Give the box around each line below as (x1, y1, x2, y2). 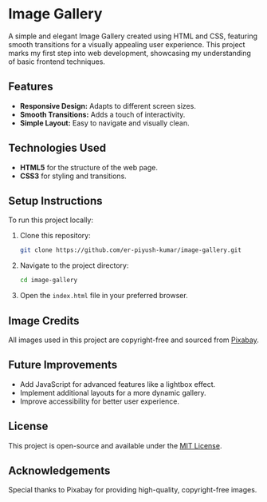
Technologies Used (8, 141, 106, 155)
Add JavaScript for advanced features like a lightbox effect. (19, 379, 216, 388)
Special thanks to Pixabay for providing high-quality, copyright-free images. (8, 485, 257, 495)
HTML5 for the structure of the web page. (19, 162, 158, 172)
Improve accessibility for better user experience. (19, 396, 180, 406)
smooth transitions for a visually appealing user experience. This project (8, 39, 245, 49)
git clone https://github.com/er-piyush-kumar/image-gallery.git (19, 246, 241, 254)
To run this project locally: (8, 215, 94, 225)
